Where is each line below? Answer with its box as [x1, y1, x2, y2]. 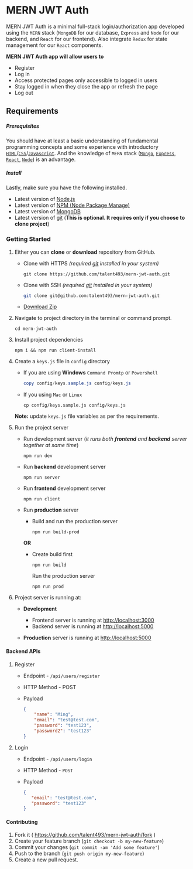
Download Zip [23, 303, 57, 311]
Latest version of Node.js [14, 196, 75, 203]
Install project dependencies [14, 336, 84, 343]
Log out [14, 89, 33, 96]
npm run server [23, 475, 60, 480]
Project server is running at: [14, 594, 82, 601]
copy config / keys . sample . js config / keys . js [23, 380, 132, 387]
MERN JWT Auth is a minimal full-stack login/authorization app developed [6, 23, 185, 30]
